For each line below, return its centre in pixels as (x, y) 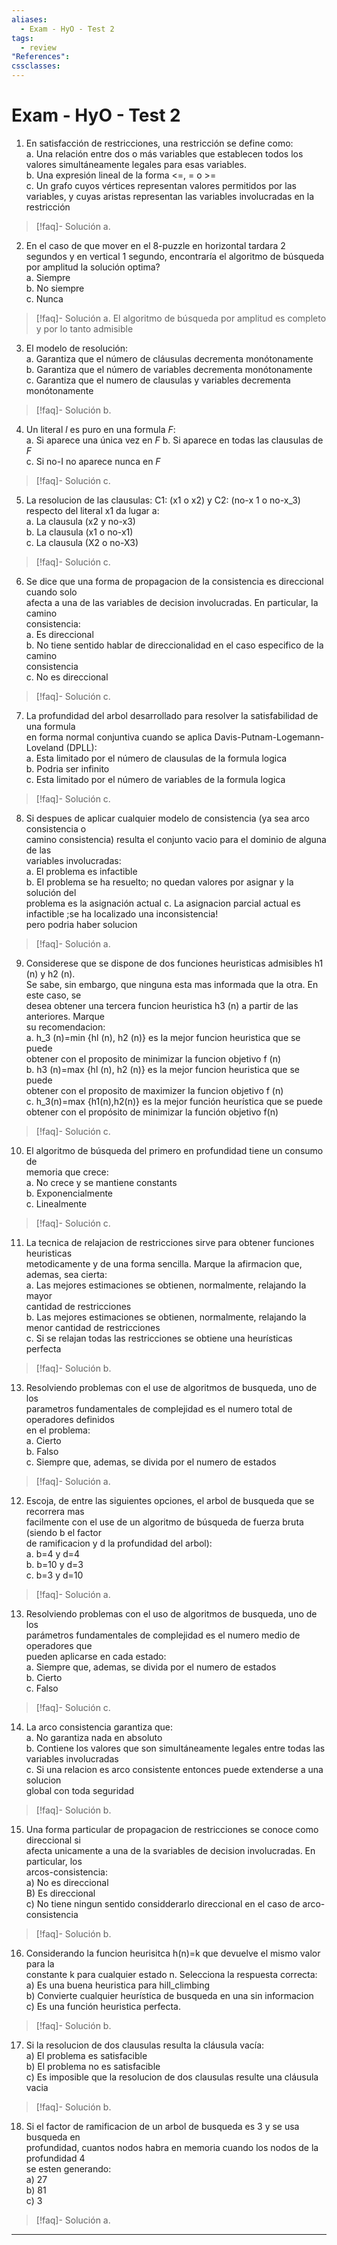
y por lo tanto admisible (84, 328)
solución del (51, 892)
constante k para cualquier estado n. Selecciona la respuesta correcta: (171, 1974)
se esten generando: (68, 2168)
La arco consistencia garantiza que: (99, 1727)
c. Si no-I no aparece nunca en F (93, 461)
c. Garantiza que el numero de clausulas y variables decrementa (158, 380)
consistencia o (56, 828)
